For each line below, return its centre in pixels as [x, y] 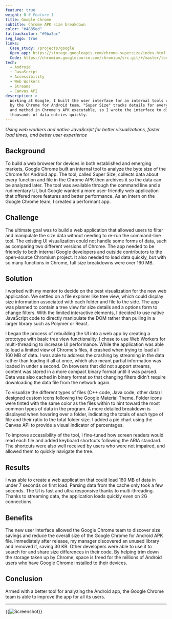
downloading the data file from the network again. [58, 383]
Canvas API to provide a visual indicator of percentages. [64, 425]
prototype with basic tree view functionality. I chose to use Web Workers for [85, 339]
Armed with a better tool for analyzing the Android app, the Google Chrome [85, 591]
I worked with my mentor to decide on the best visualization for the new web [86, 291]
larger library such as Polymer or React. [47, 324]
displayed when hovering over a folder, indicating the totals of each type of [84, 414]
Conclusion [24, 579]
